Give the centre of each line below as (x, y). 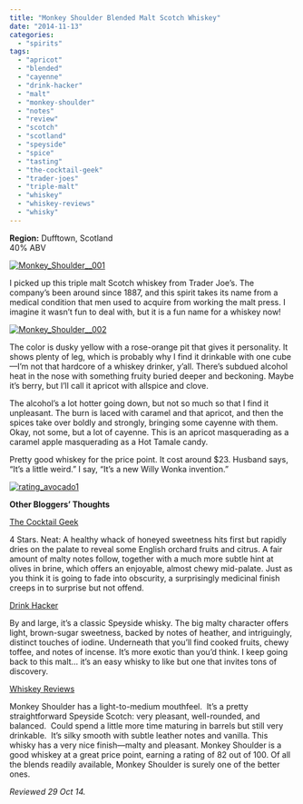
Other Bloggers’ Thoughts (60, 504)
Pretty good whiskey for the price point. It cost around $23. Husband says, (149, 459)
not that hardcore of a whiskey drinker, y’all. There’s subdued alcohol (159, 366)
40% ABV (28, 247)
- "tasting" (40, 161)
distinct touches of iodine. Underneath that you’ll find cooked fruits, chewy (149, 642)
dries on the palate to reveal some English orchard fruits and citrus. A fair (146, 549)
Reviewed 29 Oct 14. (48, 791)
